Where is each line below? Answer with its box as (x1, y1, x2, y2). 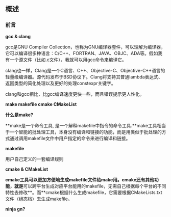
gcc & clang (5, 33, 31, 39)
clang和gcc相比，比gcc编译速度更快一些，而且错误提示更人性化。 (5, 91, 144, 97)
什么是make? (5, 112, 33, 118)
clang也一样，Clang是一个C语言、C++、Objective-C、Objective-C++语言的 (5, 67, 165, 73)
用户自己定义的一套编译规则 (5, 156, 64, 162)
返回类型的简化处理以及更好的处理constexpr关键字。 (5, 80, 116, 86)
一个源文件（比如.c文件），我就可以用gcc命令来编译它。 (9, 57, 127, 63)
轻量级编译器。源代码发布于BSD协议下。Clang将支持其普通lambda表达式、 (5, 73, 163, 80)
